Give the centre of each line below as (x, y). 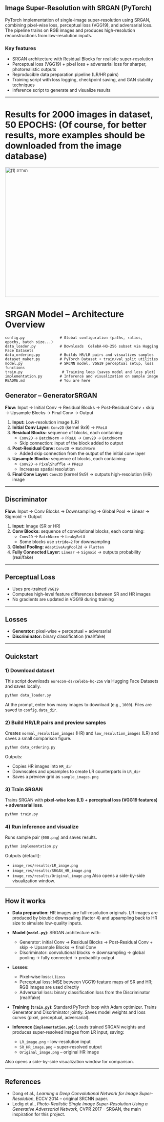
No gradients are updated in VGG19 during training (63, 599)
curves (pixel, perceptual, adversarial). (51, 1018)
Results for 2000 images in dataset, (79, 114)
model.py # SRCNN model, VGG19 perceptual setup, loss (79, 363)
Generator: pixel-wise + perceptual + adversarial (61, 631)
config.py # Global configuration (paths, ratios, (74, 338)
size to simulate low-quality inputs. (47, 923)
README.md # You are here (48, 380)
